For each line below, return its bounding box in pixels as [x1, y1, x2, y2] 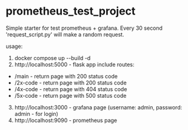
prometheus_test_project [5, 4, 136, 18]
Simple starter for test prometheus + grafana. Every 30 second [5, 24, 163, 32]
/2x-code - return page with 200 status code [14, 79, 127, 86]
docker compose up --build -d [14, 54, 91, 61]
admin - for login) [14, 110, 58, 117]
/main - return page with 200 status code [14, 72, 118, 80]
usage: [5, 43, 23, 50]
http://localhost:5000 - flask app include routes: [14, 61, 135, 68]
